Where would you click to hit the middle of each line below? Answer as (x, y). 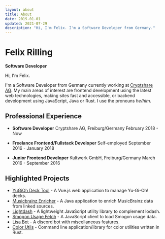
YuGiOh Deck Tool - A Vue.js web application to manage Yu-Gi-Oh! (80, 190)
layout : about (20, 10)
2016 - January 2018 (33, 148)
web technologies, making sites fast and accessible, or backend (70, 96)
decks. (19, 196)
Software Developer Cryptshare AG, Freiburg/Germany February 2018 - (85, 128)
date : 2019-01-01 (23, 19)
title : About (18, 14)
